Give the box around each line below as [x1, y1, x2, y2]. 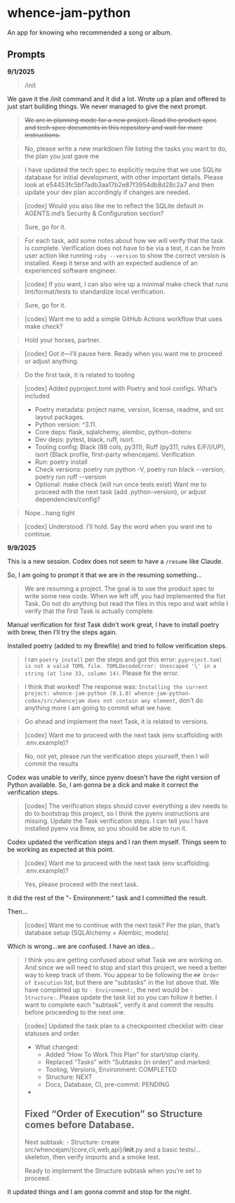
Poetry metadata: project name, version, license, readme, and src [34, 405, 224, 413]
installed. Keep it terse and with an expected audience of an [24, 258, 198, 267]
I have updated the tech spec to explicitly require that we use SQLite [24, 165, 222, 174]
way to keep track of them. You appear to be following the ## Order [24, 970, 220, 979]
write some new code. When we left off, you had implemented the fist [24, 591, 226, 600]
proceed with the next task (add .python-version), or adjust [34, 487, 206, 496]
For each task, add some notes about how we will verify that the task [24, 236, 224, 244]
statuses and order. [24, 1029, 81, 1038]
